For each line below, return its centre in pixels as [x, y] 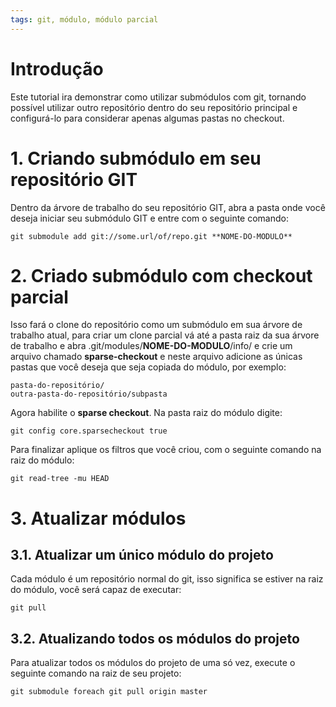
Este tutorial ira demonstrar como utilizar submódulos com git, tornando [158, 97]
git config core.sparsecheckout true [89, 431]
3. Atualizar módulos [98, 518]
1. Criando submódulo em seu [136, 158]
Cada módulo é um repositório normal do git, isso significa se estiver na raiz [167, 579]
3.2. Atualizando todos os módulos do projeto [155, 638]
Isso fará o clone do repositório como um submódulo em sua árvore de [156, 325]
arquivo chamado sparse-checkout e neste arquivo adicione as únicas [156, 357]
